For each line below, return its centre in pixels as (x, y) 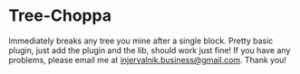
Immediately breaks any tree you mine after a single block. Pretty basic (141, 41)
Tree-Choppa (60, 16)
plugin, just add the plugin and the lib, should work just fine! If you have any (150, 50)
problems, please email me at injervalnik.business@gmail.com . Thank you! (148, 60)
